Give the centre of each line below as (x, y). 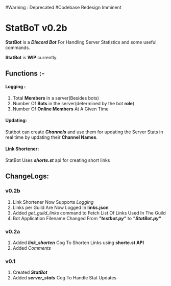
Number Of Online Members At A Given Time (60, 109)
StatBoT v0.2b (36, 28)
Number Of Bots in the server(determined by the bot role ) (74, 103)
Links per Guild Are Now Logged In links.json (60, 207)
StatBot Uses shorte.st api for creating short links (58, 160)
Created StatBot (30, 272)
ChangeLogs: (27, 176)
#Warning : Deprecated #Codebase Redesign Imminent (63, 7)
